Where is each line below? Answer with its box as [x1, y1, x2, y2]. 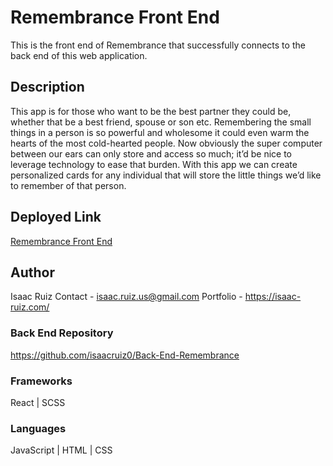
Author [10, 264, 55, 281]
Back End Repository [10, 326, 114, 340]
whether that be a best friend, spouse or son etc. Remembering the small [10, 116, 312, 128]
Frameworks [10, 374, 73, 388]
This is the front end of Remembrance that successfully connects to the [10, 39, 306, 51]
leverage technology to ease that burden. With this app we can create [10, 158, 298, 170]
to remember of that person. [10, 179, 127, 191]
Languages [10, 421, 67, 435]
